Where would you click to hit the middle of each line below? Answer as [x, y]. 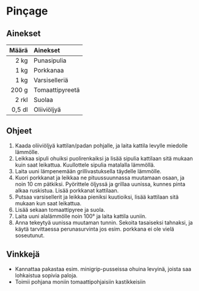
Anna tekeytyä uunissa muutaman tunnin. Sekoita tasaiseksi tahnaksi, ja [104, 222]
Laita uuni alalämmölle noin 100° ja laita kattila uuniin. [81, 216]
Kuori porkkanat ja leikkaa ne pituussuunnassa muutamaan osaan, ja [99, 177]
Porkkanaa [49, 70]
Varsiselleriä [51, 80]
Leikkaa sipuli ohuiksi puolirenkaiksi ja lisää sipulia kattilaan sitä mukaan [104, 158]
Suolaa [44, 100]
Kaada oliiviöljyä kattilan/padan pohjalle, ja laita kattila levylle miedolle [101, 145]
